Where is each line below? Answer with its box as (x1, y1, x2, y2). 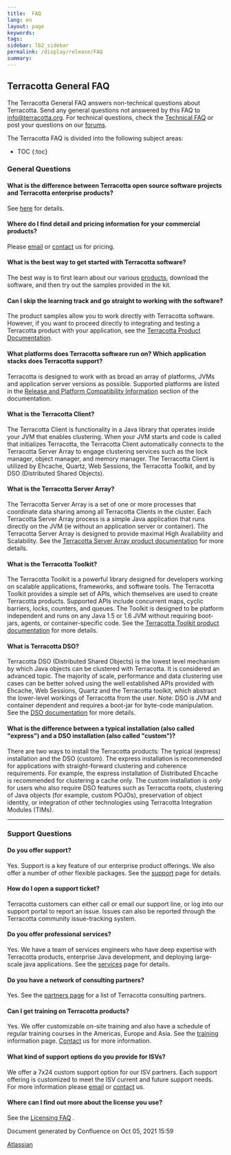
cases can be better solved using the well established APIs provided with (7, 679, 214, 688)
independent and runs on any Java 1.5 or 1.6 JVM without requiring (7, 612, 197, 620)
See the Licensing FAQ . (7, 1113, 75, 1122)
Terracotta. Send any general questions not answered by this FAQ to (7, 106, 201, 114)
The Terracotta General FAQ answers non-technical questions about (7, 98, 201, 107)
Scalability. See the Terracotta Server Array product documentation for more (7, 536, 224, 544)
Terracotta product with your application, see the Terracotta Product (7, 326, 201, 335)
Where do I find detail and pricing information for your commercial (7, 220, 201, 228)
